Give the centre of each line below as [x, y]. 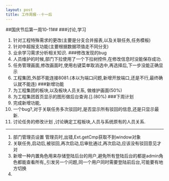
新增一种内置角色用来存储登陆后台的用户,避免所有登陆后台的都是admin [86, 155]
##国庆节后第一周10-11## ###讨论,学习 [46, 29]
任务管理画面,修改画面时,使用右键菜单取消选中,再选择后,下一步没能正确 [86, 65]
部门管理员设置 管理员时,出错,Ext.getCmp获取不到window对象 [77, 137]
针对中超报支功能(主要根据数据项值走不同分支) [61, 46]
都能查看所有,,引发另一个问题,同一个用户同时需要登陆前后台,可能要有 [88, 162]
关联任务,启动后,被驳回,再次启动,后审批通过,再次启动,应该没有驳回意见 [85, 143]
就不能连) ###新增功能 [41, 84]
